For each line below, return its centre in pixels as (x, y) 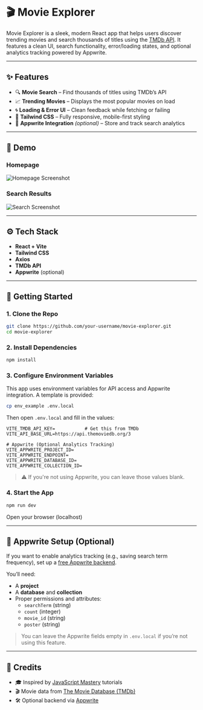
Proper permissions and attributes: (58, 599)
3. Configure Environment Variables (60, 376)
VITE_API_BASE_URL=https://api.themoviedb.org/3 (69, 434)
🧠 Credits (24, 667)
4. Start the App (30, 493)
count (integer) (42, 611)
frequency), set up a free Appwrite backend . (61, 562)
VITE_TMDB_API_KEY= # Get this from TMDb (72, 429)
